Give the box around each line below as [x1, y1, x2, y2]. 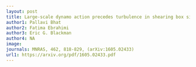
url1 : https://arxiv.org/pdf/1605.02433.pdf [6, 52, 116, 58]
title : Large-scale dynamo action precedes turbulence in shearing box [6, 14, 184, 20]
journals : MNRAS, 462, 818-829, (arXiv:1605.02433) [6, 47, 134, 52]
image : [6, 41, 22, 47]
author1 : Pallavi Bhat [6, 19, 61, 25]
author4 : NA [6, 36, 35, 41]
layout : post [6, 8, 38, 15]
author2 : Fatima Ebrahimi [6, 24, 69, 31]
